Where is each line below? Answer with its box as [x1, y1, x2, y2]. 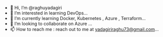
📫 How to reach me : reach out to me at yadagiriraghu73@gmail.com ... [10, 26, 159, 32]
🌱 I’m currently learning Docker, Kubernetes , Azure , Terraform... [10, 15, 146, 21]
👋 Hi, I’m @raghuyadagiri [10, 5, 62, 10]
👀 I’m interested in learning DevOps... [10, 10, 88, 16]
